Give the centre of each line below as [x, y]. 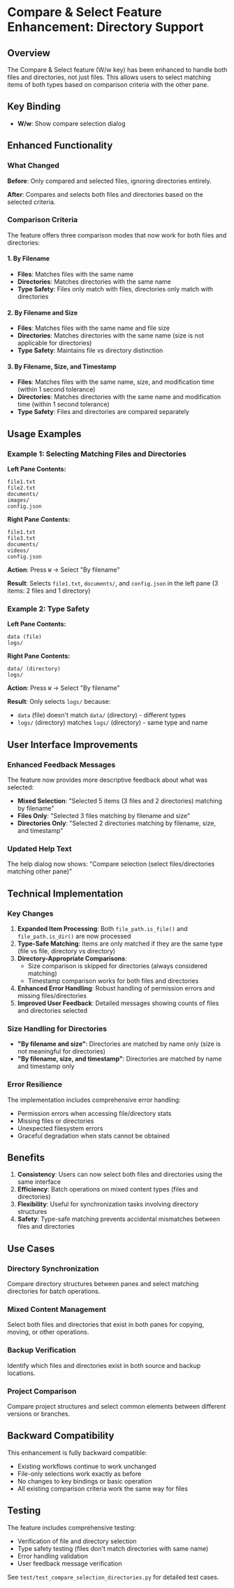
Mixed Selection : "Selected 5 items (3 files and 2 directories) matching [119, 801]
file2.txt [22, 488]
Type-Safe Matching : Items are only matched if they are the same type [120, 944]
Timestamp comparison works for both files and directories [113, 981]
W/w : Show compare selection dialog [71, 123]
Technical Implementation [65, 893]
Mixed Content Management [57, 1309]
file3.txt [22, 539]
